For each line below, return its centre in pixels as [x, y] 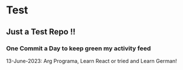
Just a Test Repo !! [41, 32]
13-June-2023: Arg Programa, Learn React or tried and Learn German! [91, 61]
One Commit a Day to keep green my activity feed [79, 48]
